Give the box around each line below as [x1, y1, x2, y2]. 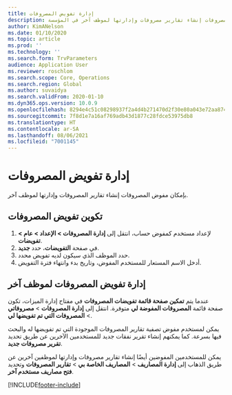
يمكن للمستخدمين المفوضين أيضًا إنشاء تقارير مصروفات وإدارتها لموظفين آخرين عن [8, 352, 222, 361]
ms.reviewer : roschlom [8, 68, 73, 74]
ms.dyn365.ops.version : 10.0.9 [8, 100, 98, 107]
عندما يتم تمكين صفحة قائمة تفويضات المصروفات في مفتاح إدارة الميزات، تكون [8, 296, 209, 305]
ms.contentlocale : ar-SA [8, 125, 79, 132]
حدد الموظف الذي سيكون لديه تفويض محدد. [17, 251, 130, 259]
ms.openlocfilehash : [8, 106, 67, 113]
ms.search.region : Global [8, 81, 82, 88]
